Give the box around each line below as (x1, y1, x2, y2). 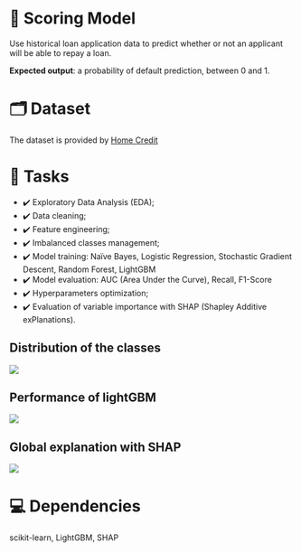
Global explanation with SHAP (9, 439, 182, 454)
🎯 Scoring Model (9, 8, 136, 29)
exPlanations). (22, 313, 76, 324)
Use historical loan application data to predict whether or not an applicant (9, 38, 283, 49)
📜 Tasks (9, 166, 70, 187)
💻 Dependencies (9, 496, 142, 517)
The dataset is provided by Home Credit (9, 135, 158, 145)
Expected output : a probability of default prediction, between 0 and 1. (9, 65, 270, 76)
